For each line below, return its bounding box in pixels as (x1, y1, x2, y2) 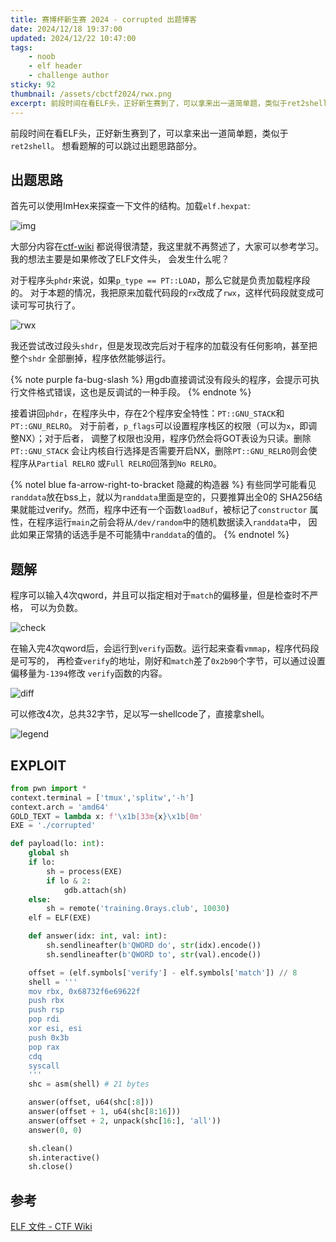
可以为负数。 (29, 602, 83, 614)
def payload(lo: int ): (10, 839, 105, 849)
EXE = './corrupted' (10, 821, 97, 831)
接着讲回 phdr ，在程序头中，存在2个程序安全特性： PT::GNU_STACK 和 (10, 407, 285, 420)
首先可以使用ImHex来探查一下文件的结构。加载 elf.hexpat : (10, 200, 251, 212)
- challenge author (28, 71, 110, 81)
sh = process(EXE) (46, 866, 123, 876)
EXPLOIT (10, 757, 67, 774)
